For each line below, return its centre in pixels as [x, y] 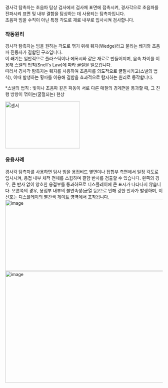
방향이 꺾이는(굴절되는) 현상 [37, 94]
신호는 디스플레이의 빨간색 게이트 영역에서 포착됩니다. [57, 197]
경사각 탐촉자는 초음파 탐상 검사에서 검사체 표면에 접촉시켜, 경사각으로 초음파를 [82, 7]
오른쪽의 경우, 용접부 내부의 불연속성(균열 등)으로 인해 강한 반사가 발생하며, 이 [87, 190]
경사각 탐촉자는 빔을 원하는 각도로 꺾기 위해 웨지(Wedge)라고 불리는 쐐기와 [78, 46]
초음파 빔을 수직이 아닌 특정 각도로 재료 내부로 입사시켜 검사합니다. [70, 20]
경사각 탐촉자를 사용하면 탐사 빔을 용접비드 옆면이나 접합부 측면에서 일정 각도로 [82, 172]
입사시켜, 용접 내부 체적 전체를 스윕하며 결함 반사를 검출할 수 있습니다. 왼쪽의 [80, 178]
